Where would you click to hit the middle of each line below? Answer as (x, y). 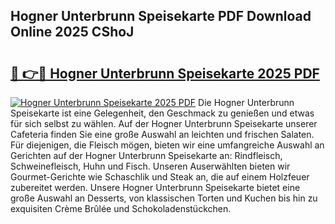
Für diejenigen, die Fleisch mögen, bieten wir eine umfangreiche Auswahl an (167, 145)
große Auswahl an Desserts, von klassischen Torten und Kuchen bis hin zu (164, 198)
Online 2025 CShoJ (72, 32)
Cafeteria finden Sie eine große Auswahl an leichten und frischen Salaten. (162, 134)
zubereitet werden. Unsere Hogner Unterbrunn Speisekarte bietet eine (155, 187)
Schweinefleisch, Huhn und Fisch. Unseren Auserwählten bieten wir (150, 166)
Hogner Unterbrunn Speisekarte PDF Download (161, 16)
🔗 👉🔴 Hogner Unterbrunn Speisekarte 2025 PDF (165, 73)
